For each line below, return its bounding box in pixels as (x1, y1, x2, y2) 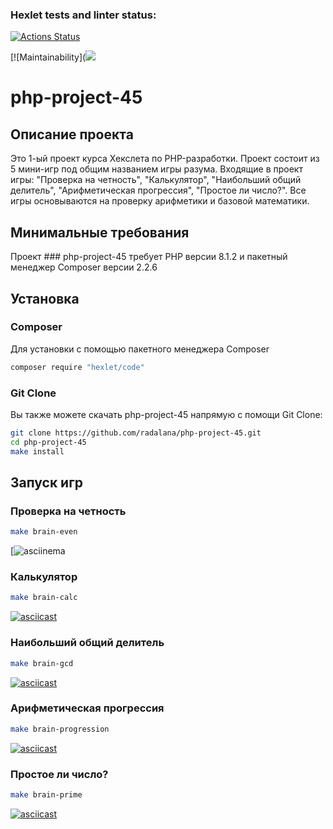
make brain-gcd (10, 658, 74, 668)
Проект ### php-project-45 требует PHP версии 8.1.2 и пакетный (10, 251, 288, 263)
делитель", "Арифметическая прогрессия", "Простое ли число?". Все (10, 184, 307, 197)
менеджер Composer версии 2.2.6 (10, 261, 158, 273)
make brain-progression (10, 724, 110, 734)
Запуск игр (10, 474, 84, 491)
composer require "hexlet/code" (10, 362, 145, 372)
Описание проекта (10, 126, 134, 143)
